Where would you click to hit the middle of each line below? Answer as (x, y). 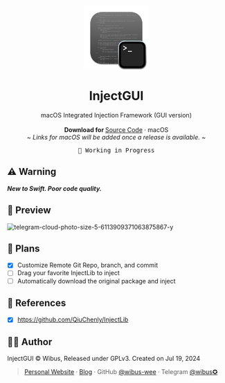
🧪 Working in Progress (116, 150)
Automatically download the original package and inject (96, 281)
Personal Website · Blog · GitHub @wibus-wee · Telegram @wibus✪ (121, 372)
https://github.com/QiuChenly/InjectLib (73, 319)
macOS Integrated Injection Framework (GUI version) (116, 115)
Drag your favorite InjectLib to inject (68, 273)
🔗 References (37, 303)
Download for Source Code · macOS (116, 129)
